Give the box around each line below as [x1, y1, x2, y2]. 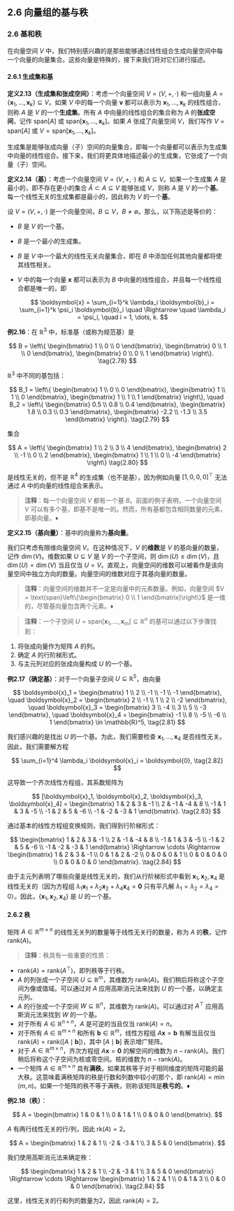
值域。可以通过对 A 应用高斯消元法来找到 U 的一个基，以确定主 [41, 984, 224, 992]
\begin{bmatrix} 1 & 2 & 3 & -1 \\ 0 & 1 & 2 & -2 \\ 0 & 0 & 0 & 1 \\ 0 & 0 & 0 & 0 [7, 851, 228, 859]
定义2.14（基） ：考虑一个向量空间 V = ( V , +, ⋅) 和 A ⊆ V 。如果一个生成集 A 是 [7, 175, 227, 184]
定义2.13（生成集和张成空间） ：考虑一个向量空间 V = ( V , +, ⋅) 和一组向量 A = [7, 89, 224, 98]
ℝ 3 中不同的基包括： [7, 369, 66, 379]
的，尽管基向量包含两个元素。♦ [24, 602, 114, 610]
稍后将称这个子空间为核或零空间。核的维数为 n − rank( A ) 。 [17, 1055, 187, 1064]
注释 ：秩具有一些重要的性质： [24, 951, 110, 960]
